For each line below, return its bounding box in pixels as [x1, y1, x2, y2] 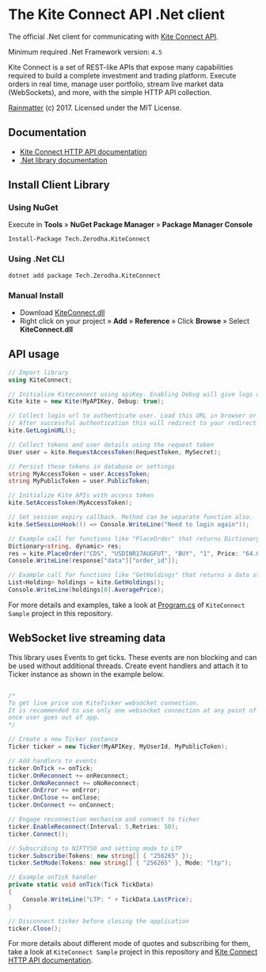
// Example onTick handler [8, 873, 97, 882]
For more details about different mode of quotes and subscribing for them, [8, 939, 251, 948]
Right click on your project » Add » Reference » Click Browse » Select [19, 317, 250, 326]
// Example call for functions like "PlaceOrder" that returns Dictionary [8, 534, 260, 543]
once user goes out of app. [8, 714, 101, 722]
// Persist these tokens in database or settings [8, 462, 176, 470]
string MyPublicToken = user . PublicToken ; [8, 477, 150, 485]
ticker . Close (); [8, 925, 62, 932]
